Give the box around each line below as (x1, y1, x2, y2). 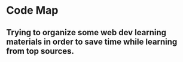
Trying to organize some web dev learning (6, 27, 166, 38)
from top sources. (6, 46, 75, 56)
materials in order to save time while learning (6, 36, 178, 46)
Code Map (6, 4, 59, 17)
